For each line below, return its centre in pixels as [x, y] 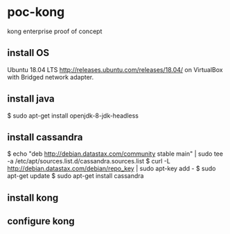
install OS [28, 53]
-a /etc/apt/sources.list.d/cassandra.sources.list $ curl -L [89, 161]
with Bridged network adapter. [51, 77]
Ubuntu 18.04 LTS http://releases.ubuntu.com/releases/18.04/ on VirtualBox [115, 69]
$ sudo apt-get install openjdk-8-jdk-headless [73, 116]
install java [31, 99]
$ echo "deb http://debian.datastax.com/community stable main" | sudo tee [115, 154]
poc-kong [36, 12]
